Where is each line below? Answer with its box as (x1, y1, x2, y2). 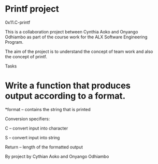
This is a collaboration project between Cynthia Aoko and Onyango (5, 29, 139, 34)
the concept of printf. (5, 53, 47, 59)
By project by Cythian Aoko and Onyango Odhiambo (5, 153, 109, 159)
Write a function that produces (5, 80, 131, 91)
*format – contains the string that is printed (5, 106, 91, 112)
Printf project (5, 3, 59, 15)
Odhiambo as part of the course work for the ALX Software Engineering (5, 34, 147, 40)
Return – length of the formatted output (5, 144, 83, 150)
